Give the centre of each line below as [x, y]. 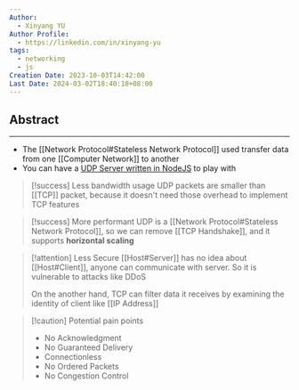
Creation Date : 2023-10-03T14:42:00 [77, 76]
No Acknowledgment [83, 338]
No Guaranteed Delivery [89, 347]
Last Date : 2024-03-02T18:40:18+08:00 [81, 84]
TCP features [55, 205]
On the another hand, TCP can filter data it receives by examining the [158, 294]
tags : [19, 51]
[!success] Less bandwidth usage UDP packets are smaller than [148, 186]
